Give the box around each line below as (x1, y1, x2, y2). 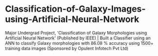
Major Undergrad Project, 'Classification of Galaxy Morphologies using (5, 30, 147, 36)
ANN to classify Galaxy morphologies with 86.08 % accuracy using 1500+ (5, 40, 154, 46)
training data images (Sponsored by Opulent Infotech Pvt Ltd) (5, 45, 129, 51)
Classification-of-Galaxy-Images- (5, 3, 146, 15)
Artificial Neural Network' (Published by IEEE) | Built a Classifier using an (5, 35, 151, 41)
